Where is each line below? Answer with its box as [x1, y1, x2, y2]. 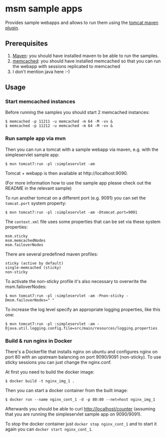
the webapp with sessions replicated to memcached [12, 63, 120, 69]
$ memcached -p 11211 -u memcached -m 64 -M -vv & [5, 119, 113, 124]
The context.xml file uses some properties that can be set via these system [5, 218, 161, 224]
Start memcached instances [5, 98, 75, 105]
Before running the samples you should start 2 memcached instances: [5, 109, 150, 115]
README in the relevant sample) [5, 185, 72, 191]
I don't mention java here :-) [12, 68, 70, 74]
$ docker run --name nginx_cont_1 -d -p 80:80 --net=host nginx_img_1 [5, 397, 155, 402]
